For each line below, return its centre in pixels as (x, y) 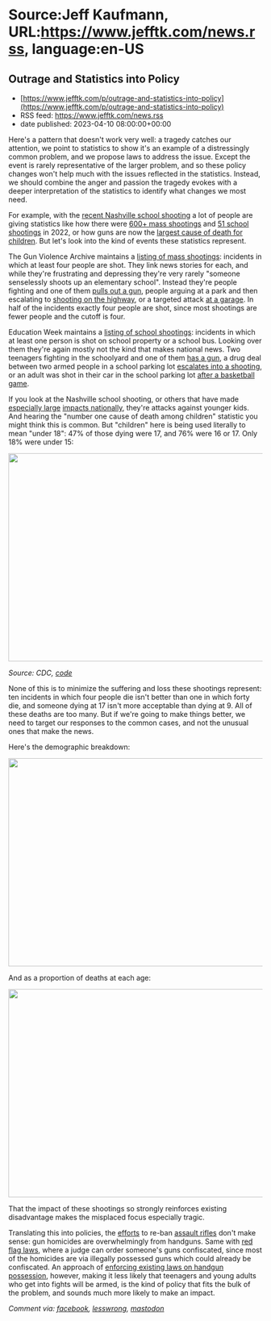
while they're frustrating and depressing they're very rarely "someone (124, 273)
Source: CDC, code (40, 673)
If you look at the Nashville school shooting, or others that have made (124, 399)
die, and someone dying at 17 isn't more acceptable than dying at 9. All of (130, 706)
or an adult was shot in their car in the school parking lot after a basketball (132, 375)
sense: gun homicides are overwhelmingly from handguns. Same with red (131, 1241)
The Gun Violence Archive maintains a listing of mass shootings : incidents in (135, 256)
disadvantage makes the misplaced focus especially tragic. (107, 1217)
